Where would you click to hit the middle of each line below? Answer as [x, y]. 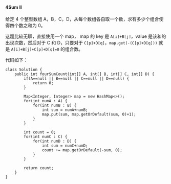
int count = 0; [40, 132]
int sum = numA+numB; [65, 110]
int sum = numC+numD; [65, 146]
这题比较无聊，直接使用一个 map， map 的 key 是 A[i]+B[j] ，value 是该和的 [86, 36]
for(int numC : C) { [46, 137]
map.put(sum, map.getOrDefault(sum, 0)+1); [89, 114]
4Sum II [14, 7]
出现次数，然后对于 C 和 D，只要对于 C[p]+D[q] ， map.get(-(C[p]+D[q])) [81, 43]
